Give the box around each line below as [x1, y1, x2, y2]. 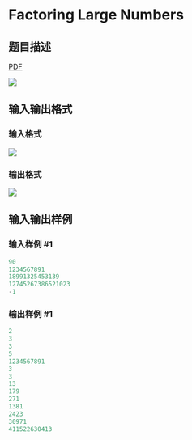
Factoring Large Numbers [8, 6, 185, 24]
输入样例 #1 [8, 239, 53, 250]
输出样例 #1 [8, 308, 53, 319]
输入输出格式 [8, 103, 73, 116]
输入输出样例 [8, 213, 73, 226]
